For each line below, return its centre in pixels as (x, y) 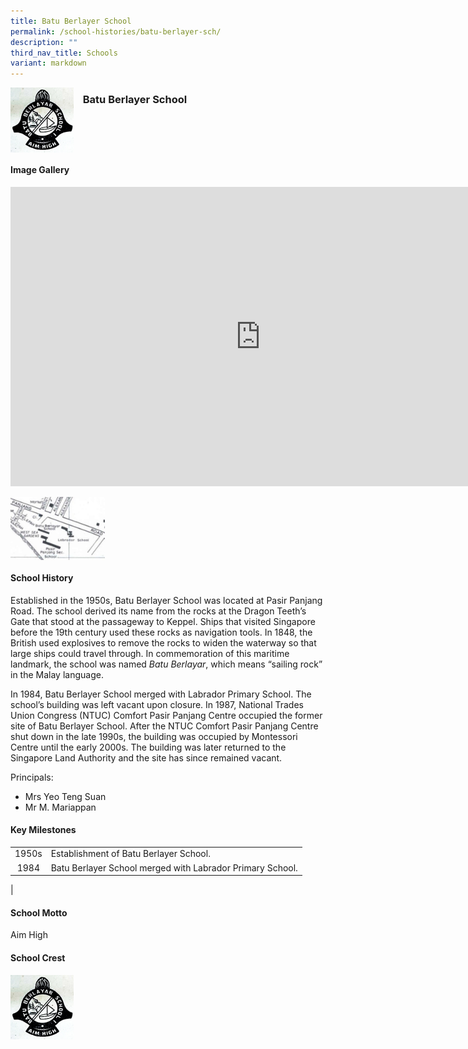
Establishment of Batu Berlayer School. (130, 854)
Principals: (32, 777)
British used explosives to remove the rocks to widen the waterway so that (163, 642)
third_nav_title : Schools (64, 53)
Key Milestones (43, 830)
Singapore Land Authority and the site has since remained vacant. (146, 757)
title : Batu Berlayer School (71, 21)
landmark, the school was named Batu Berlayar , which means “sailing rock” (166, 664)
